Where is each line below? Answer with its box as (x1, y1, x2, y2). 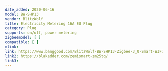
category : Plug (5, 26, 37, 31)
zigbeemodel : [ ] (5, 35, 41, 40)
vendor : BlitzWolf (5, 16, 43, 21)
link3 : (5, 58, 19, 63)
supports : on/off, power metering (5, 30, 77, 35)
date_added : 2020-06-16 (5, 7, 55, 12)
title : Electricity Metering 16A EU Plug (5, 21, 93, 26)
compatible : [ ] (5, 40, 39, 45)
